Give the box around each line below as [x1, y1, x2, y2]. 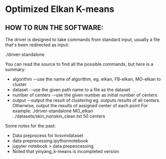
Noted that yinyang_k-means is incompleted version [12, 149, 119, 154]
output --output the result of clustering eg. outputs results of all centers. [12, 97, 161, 103]
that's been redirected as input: [5, 42, 70, 48]
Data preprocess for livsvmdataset [12, 133, 83, 138]
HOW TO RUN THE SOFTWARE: [5, 23, 103, 32]
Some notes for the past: [5, 123, 56, 129]
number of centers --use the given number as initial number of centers [12, 92, 158, 98]
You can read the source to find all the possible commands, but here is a [5, 61, 154, 67]
